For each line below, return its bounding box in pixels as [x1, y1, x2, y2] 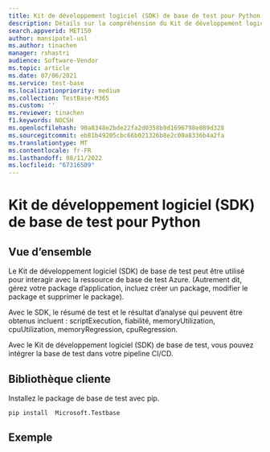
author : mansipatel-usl [8, 34, 88, 43]
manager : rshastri [8, 49, 70, 57]
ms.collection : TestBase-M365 [8, 94, 110, 102]
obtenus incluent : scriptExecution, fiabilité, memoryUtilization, [8, 316, 215, 326]
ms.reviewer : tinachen [8, 109, 84, 117]
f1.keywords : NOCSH [8, 117, 74, 125]
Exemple [8, 431, 53, 445]
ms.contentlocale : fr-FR [8, 146, 92, 154]
